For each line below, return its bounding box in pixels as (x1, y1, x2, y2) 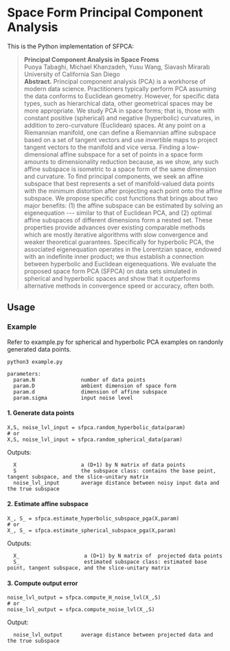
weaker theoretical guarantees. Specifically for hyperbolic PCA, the (23, 238, 215, 246)
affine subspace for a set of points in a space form (60, 150, 203, 159)
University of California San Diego (23, 70, 120, 78)
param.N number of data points (13, 376, 146, 383)
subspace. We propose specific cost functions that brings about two (23, 194, 218, 202)
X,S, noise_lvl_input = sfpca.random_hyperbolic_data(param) (7, 424, 186, 431)
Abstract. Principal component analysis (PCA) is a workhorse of (23, 77, 206, 85)
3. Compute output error (7, 579, 78, 587)
